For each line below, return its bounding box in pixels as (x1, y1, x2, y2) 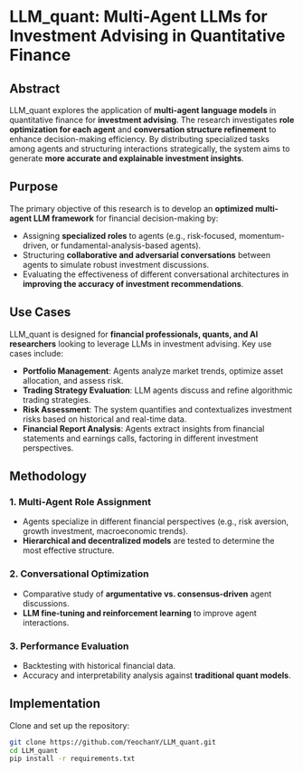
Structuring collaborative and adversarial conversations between (22, 249, 271, 260)
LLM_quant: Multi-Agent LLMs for (9, 6, 269, 27)
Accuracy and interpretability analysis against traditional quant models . (22, 670, 291, 681)
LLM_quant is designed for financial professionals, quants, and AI (9, 329, 259, 339)
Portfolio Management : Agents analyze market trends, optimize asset (22, 365, 284, 376)
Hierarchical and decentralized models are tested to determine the (22, 536, 275, 547)
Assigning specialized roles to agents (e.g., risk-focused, (22, 230, 237, 241)
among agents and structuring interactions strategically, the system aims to (9, 143, 290, 154)
